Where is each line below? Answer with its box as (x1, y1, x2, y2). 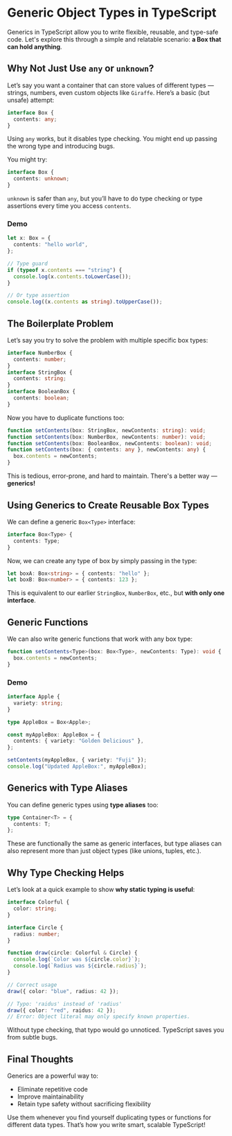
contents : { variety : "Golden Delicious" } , (13, 737, 144, 745)
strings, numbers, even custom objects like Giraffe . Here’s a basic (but (7, 88, 210, 96)
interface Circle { (7, 924, 64, 931)
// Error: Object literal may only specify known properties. (7, 1013, 190, 1020)
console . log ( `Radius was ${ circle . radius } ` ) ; (13, 963, 148, 970)
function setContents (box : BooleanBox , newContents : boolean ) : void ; (7, 440, 213, 447)
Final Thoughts (7, 1053, 74, 1065)
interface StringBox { (7, 369, 73, 376)
